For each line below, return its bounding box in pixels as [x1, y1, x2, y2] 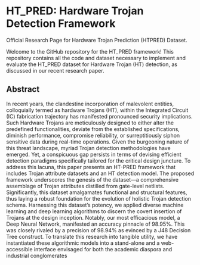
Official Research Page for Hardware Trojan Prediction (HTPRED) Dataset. [6, 36, 187, 43]
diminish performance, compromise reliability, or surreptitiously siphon [6, 132, 180, 139]
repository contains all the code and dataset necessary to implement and [6, 54, 186, 61]
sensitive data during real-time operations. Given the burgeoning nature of [6, 138, 189, 145]
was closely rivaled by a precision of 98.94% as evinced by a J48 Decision [6, 226, 191, 233]
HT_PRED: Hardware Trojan [6, 4, 144, 18]
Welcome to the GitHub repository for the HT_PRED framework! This [6, 48, 174, 55]
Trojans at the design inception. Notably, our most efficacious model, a [6, 214, 180, 221]
